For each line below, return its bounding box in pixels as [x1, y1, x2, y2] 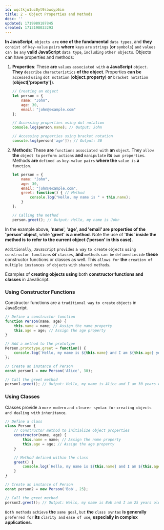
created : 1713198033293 [5, 25, 54, 30]
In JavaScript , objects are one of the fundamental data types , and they [5, 39, 152, 44]
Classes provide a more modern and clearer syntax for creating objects [5, 404, 152, 410]
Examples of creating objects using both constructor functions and [5, 271, 143, 277]
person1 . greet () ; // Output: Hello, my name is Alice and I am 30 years [5, 382, 156, 387]
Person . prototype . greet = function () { [5, 346, 86, 351]
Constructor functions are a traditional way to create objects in [5, 299, 137, 306]
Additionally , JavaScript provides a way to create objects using [5, 246, 136, 252]
